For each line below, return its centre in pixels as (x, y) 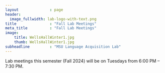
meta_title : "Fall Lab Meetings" (51, 28)
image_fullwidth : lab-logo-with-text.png (53, 19)
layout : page (34, 10)
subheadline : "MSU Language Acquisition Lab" (63, 47)
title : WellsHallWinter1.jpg (44, 38)
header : (13, 14)
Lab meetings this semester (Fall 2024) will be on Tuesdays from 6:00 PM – (82, 61)
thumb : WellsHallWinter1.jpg (44, 42)
